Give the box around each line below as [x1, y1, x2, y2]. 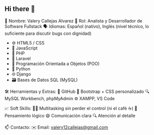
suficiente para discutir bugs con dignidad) [4, 30, 92, 36]
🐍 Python [11, 66, 30, 71]
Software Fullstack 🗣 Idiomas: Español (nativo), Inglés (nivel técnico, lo [4, 23, 149, 29]
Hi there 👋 [4, 5, 35, 13]
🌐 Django [11, 71, 31, 77]
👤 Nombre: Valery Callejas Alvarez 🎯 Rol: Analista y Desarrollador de [4, 18, 143, 23]
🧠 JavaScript [11, 45, 38, 51]
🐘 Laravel [11, 55, 31, 61]
